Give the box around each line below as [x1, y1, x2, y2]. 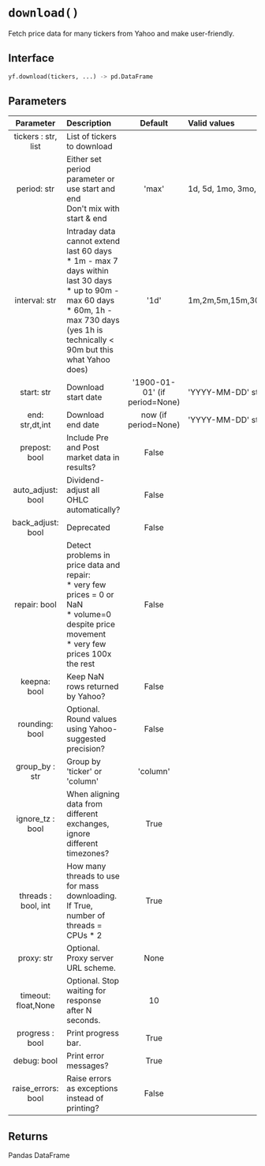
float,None [15, 1000, 55, 1011]
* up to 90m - [66, 285, 120, 296]
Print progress [66, 1028, 120, 1039]
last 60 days [66, 246, 113, 257]
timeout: [20, 990, 51, 1001]
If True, [66, 901, 93, 912]
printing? [66, 1103, 100, 1114]
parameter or [66, 174, 115, 185]
